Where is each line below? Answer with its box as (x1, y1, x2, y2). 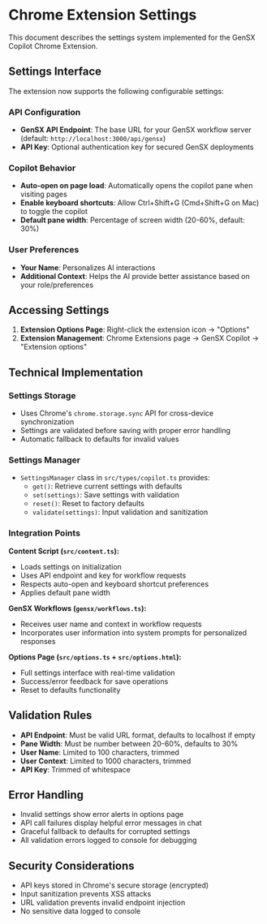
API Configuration (8, 106, 81, 118)
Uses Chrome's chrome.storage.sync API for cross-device (19, 408, 213, 419)
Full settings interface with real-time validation (19, 668, 176, 677)
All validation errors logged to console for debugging (19, 836, 197, 845)
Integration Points (8, 527, 81, 539)
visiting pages (19, 189, 67, 200)
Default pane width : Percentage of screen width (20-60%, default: (19, 215, 245, 225)
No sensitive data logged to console (19, 906, 141, 916)
